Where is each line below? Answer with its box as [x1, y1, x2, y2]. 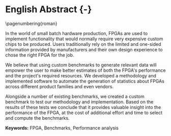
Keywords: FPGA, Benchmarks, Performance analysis [5, 125, 119, 131]
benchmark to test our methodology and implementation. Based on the [5, 98, 154, 105]
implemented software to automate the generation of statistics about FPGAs [5, 78, 164, 84]
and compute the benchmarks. [5, 115, 70, 121]
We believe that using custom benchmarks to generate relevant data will [5, 62, 157, 68]
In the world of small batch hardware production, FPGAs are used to [5, 30, 148, 36]
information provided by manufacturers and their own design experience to [5, 46, 163, 52]
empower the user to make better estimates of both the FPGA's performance [5, 67, 166, 73]
